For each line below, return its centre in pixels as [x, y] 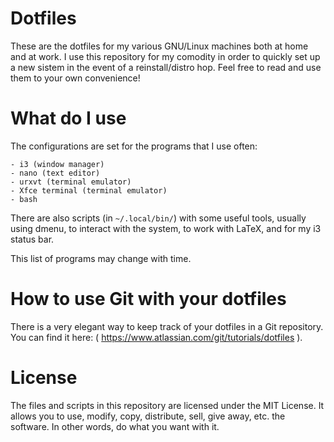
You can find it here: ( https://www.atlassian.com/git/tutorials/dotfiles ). [156, 337]
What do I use [68, 118]
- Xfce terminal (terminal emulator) [89, 190]
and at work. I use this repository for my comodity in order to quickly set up [165, 56]
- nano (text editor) [55, 173]
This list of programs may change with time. [101, 258]
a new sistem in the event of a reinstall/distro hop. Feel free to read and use [166, 67]
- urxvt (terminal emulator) [71, 182]
